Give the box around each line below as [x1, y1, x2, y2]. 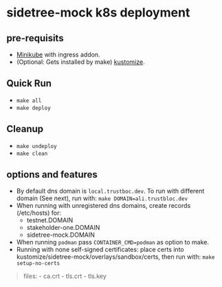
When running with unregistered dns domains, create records [16, 202, 191, 210]
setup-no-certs [16, 260, 60, 267]
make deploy [16, 105, 51, 111]
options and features [6, 169, 98, 180]
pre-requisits [6, 32, 64, 44]
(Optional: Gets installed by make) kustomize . [16, 58, 145, 66]
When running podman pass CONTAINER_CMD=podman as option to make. [16, 238, 210, 246]
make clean [16, 150, 48, 157]
